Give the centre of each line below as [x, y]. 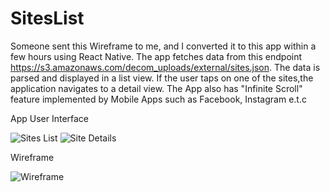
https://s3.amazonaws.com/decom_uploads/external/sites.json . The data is [165, 67]
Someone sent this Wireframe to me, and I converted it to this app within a [163, 46]
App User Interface [50, 118]
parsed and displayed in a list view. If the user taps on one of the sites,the [162, 78]
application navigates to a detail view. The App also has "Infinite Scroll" [156, 88]
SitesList [47, 18]
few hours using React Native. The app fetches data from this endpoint [156, 56]
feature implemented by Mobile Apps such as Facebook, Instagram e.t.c [158, 99]
